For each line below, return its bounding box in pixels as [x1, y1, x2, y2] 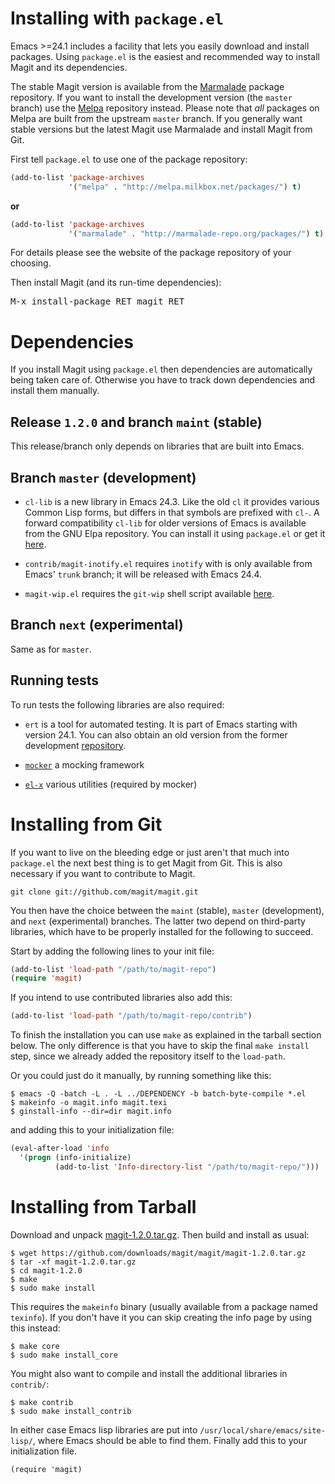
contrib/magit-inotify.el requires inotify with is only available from [24, 558, 313, 569]
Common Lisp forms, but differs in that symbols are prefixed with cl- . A [24, 507, 320, 518]
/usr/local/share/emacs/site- [199, 1425, 326, 1436]
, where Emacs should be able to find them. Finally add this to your [32, 1434, 308, 1446]
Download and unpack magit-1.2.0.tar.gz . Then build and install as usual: [10, 1228, 310, 1241]
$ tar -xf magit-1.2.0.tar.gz [10, 1257, 137, 1267]
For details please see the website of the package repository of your [10, 247, 292, 259]
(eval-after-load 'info [10, 1143, 110, 1154]
